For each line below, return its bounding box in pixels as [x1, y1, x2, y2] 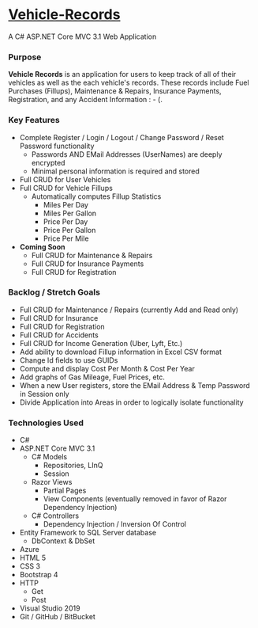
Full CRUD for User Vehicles [19, 174, 111, 184]
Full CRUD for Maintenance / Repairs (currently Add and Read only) [19, 305, 239, 314]
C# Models [31, 452, 68, 462]
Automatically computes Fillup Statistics [31, 192, 162, 201]
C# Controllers [31, 511, 80, 520]
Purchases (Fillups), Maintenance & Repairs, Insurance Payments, [8, 86, 222, 96]
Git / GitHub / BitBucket [19, 612, 96, 622]
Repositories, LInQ [43, 461, 103, 470]
